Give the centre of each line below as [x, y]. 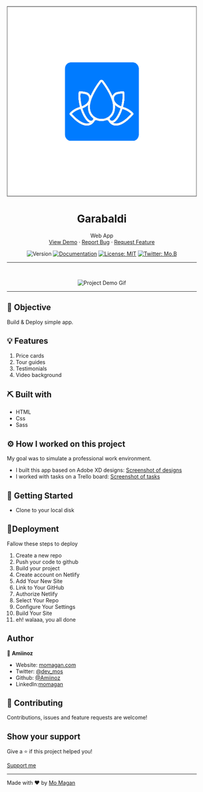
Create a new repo [39, 555]
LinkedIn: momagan [39, 684]
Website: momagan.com [46, 665]
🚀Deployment [33, 529]
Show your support [44, 736]
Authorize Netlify [36, 594]
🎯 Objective [29, 307]
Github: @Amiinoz [38, 678]
